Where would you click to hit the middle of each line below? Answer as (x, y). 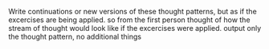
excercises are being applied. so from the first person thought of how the (129, 20)
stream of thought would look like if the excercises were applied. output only (135, 28)
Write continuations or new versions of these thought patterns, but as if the (132, 11)
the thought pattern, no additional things (75, 36)
